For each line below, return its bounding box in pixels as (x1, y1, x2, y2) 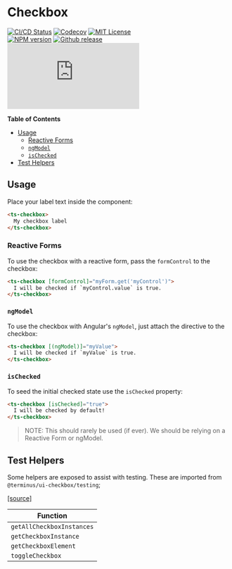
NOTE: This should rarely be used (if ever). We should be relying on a (24, 427, 226, 435)
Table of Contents (7, 114, 61, 123)
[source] (7, 494, 32, 502)
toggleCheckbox (11, 551, 62, 560)
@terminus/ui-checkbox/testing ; (7, 480, 101, 489)
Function (37, 511, 68, 520)
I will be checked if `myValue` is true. (13, 349, 137, 356)
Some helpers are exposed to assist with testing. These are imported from (7, 473, 222, 481)
